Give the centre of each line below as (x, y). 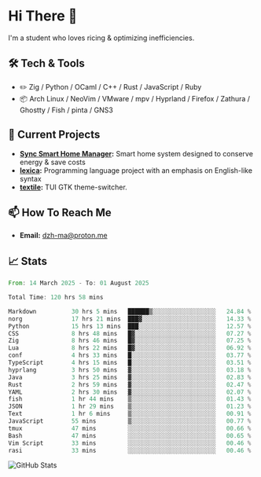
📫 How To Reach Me (60, 213)
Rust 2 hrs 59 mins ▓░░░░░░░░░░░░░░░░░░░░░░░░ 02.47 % (130, 384)
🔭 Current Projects (54, 135)
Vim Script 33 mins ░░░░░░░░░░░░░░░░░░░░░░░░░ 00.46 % (130, 443)
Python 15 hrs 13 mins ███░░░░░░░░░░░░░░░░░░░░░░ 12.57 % (130, 326)
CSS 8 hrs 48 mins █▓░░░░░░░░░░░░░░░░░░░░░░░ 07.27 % (130, 333)
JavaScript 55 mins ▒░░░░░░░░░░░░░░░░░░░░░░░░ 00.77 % (130, 421)
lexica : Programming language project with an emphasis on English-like (136, 170)
